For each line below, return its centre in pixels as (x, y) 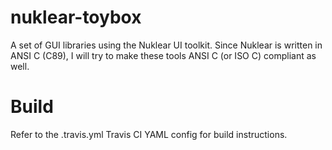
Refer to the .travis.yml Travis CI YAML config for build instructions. (149, 134)
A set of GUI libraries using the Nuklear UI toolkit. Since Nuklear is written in (166, 45)
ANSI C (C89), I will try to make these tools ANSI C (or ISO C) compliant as (163, 55)
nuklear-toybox (76, 17)
